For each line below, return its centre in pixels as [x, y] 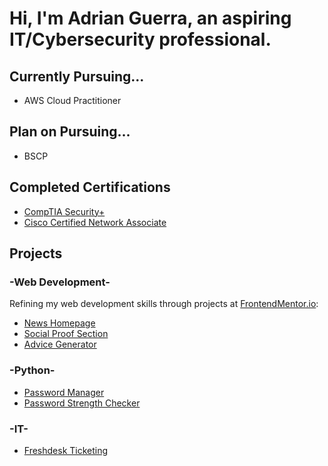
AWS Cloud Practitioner [72, 100]
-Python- [32, 370]
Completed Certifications [90, 187]
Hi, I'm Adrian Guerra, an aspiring [150, 18]
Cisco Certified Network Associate [95, 222]
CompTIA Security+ [64, 211]
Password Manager [64, 392]
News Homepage [59, 323]
